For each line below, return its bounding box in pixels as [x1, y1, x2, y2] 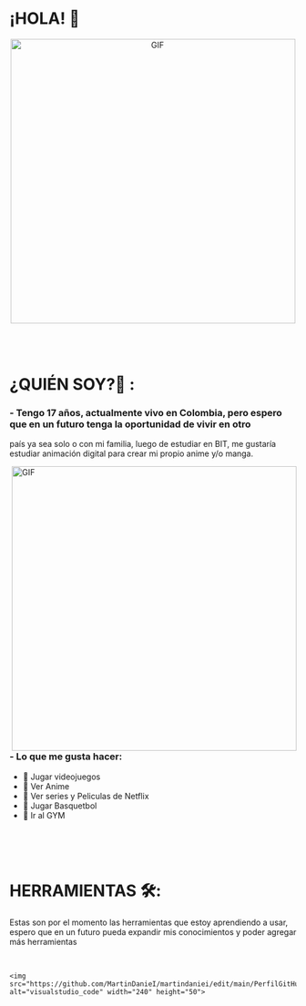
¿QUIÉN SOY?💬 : [9, 374, 135, 395]
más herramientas [9, 936, 77, 947]
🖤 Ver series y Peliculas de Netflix [22, 790, 149, 801]
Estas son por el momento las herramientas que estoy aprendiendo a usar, [9, 917, 289, 928]
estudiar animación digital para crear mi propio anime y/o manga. [9, 448, 254, 459]
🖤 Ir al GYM [22, 809, 66, 820]
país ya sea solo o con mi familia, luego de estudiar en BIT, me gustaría [9, 439, 276, 450]
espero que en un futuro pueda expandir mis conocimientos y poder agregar [9, 926, 297, 937]
